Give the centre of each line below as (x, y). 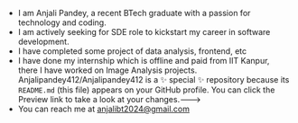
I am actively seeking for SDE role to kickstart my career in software (144, 32)
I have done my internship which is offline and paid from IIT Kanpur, (144, 61)
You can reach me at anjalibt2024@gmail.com (103, 109)
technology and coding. (62, 22)
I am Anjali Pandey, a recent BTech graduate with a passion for (134, 13)
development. (43, 41)
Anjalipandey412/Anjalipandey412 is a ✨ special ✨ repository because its (154, 79)
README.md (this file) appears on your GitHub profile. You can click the (146, 90)
